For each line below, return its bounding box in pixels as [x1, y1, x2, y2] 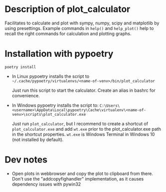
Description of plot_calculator [4, 3, 131, 15]
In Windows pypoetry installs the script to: [11, 102, 99, 108]
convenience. [11, 92, 40, 98]
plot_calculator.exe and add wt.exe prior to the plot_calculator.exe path [11, 126, 162, 132]
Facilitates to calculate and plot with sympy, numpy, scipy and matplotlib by [4, 20, 160, 26]
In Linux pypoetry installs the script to [11, 73, 90, 79]
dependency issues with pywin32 [11, 181, 81, 187]
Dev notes [4, 154, 48, 166]
